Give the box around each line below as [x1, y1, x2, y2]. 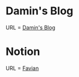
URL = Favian [5, 64, 39, 72]
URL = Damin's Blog [5, 24, 55, 31]
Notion [5, 45, 40, 58]
